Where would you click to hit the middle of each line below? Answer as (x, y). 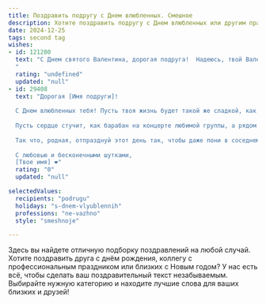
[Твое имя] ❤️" (38, 163)
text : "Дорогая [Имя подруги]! (67, 96)
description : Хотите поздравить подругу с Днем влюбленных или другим (127, 23)
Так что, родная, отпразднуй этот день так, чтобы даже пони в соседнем (138, 140)
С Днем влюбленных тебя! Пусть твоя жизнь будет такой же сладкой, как (136, 111)
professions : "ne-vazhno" (58, 213)
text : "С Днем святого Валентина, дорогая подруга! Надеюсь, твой (129, 60)
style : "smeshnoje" (47, 221)
